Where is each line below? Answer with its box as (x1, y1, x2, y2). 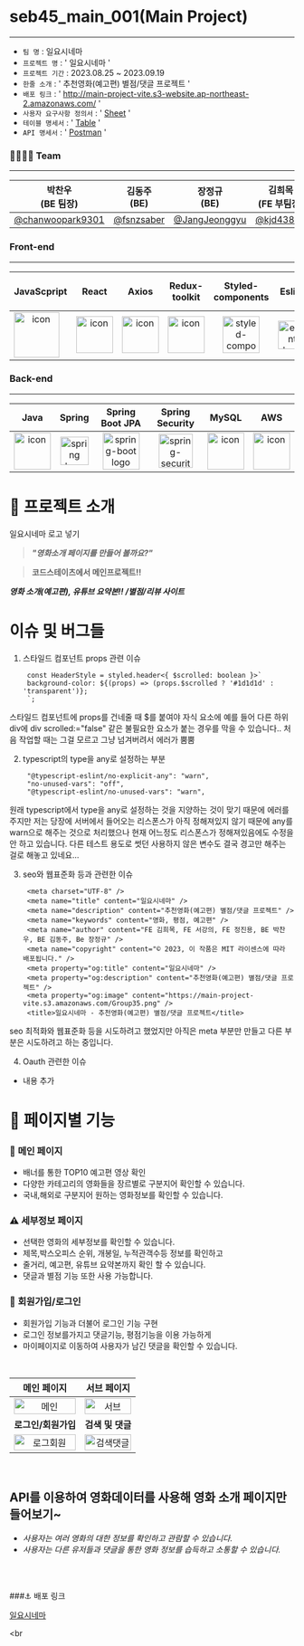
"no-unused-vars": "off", (26, 779, 125, 788)
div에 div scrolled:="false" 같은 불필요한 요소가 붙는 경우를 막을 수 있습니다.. (9, 722, 282, 734)
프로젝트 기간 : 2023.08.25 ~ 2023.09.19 (22, 67, 165, 78)
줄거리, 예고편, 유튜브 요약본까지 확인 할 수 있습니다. (22, 1260, 206, 1270)
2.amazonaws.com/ (22, 98, 97, 109)
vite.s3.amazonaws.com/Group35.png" (22, 998, 161, 1008)
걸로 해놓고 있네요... (9, 849, 80, 861)
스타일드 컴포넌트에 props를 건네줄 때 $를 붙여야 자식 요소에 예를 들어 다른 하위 (9, 711, 290, 722)
